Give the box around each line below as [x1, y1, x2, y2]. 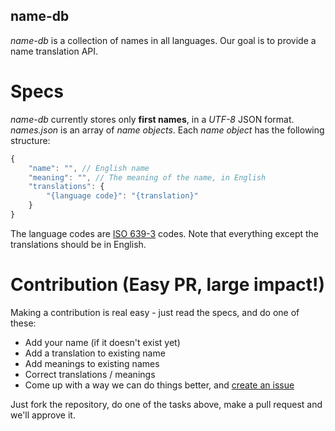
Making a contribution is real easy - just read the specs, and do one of [10, 306, 300, 318]
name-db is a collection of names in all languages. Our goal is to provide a [10, 34, 317, 46]
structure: [10, 134, 51, 146]
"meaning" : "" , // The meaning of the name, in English [28, 172, 267, 183]
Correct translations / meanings [24, 368, 156, 380]
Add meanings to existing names [24, 357, 160, 369]
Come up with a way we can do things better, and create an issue [24, 379, 295, 391]
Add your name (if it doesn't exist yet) [24, 336, 181, 348]
